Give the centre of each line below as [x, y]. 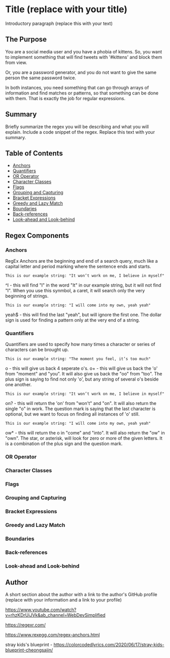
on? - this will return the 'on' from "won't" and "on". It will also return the [81, 403]
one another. [19, 385]
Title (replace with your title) [66, 9]
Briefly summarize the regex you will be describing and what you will [77, 127]
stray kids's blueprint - [29, 645]
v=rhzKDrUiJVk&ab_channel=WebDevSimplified [55, 615]
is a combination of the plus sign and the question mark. [64, 444]
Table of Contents [34, 153]
